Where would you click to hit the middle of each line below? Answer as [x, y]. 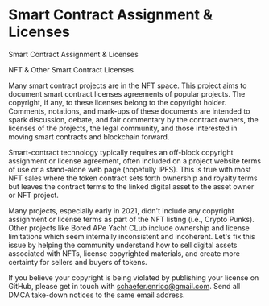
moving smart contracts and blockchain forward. [89, 136]
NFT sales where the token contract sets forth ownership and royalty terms [133, 178]
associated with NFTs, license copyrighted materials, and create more [124, 253]
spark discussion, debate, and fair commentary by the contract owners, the [134, 119]
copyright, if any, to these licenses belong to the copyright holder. [118, 102]
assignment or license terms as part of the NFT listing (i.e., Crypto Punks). [132, 219]
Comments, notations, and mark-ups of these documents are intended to [129, 111]
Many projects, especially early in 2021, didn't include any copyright [122, 210]
